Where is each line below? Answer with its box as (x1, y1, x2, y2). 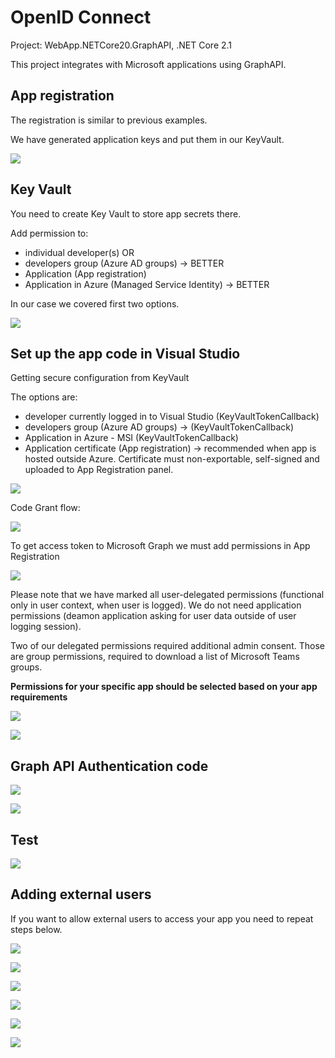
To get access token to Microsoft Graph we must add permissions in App (10, 540, 311, 552)
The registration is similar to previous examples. (10, 114, 208, 126)
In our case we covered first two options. (10, 297, 180, 310)
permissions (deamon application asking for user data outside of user (10, 610, 297, 622)
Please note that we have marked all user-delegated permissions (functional (10, 589, 325, 601)
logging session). (10, 621, 82, 633)
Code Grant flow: (10, 502, 81, 514)
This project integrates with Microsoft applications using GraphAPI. (10, 58, 287, 70)
